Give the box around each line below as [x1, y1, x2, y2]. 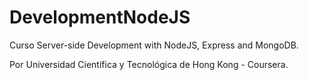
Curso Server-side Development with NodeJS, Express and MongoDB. [9, 39, 299, 51]
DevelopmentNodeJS [9, 6, 191, 29]
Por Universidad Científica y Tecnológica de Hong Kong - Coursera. [9, 58, 289, 70]
